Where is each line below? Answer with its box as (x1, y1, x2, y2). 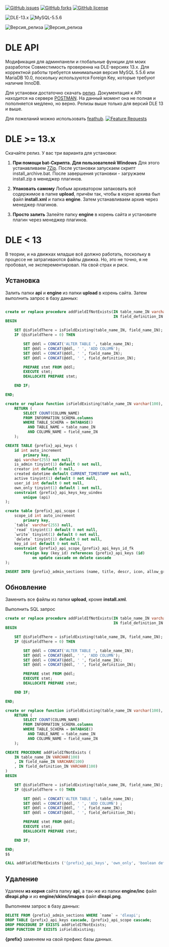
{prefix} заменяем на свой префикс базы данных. (5, 936, 113, 942)
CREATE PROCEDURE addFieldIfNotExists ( (5, 750, 92, 755)
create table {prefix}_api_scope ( (5, 509, 80, 514)
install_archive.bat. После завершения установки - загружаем (12, 170, 145, 176)
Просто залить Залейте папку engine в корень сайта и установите (12, 211, 157, 217)
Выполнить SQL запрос (5, 606, 55, 612)
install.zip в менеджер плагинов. (12, 175, 82, 181)
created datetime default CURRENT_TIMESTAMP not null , (14, 471, 132, 476)
